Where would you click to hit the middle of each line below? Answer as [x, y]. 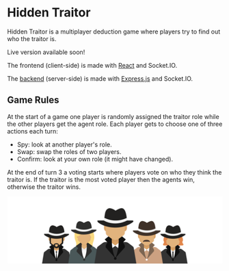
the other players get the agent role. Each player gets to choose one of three [115, 124]
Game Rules [33, 100]
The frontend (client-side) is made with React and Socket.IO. [92, 65]
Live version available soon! [46, 52]
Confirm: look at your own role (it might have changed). [95, 159]
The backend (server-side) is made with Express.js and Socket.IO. [100, 78]
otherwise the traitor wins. [44, 187]
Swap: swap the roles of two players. [69, 151]
